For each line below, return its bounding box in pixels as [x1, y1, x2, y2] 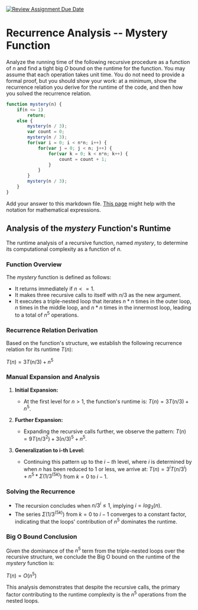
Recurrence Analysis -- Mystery [6, 27, 168, 40]
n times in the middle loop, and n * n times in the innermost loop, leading [14, 304, 191, 311]
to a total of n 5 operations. [14, 310, 79, 318]
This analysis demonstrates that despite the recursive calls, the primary [6, 583, 180, 591]
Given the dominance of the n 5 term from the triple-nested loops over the [6, 546, 185, 554]
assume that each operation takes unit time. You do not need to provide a [6, 71, 185, 78]
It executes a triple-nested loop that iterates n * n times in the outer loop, [14, 298, 192, 305]
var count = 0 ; [27, 129, 65, 135]
